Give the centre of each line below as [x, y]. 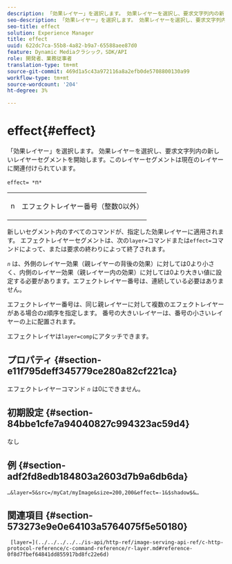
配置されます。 [58, 321]
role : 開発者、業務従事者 [40, 59]
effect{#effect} [52, 131]
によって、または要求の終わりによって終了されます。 [94, 249]
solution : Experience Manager [51, 33]
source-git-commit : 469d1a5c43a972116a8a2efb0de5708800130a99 [98, 71]
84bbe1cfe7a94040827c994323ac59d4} [98, 424]
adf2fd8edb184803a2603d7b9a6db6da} [98, 477]
